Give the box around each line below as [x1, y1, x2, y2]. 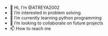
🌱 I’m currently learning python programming [9, 15, 102, 20]
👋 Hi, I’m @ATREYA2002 [9, 5, 60, 10]
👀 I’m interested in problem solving [9, 10, 81, 16]
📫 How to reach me [9, 26, 51, 31]
